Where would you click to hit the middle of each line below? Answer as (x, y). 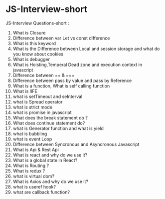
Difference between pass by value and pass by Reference (72, 80)
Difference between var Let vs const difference (61, 38)
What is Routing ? (31, 165)
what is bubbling (30, 133)
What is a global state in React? (45, 160)
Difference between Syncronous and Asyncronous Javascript (76, 144)
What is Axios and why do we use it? (51, 181)
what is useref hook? (34, 186)
